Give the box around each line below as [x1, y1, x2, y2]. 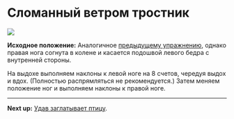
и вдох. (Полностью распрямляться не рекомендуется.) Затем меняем [7, 77, 220, 85]
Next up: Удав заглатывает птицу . [7, 104, 108, 112]
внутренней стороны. [7, 56, 72, 64]
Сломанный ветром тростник [7, 5, 190, 21]
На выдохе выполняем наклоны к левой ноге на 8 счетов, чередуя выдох [7, 69, 226, 77]
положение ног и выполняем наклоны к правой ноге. [7, 84, 166, 92]
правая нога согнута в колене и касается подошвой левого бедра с [7, 48, 210, 56]
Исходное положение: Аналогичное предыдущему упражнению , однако [7, 40, 226, 49]
